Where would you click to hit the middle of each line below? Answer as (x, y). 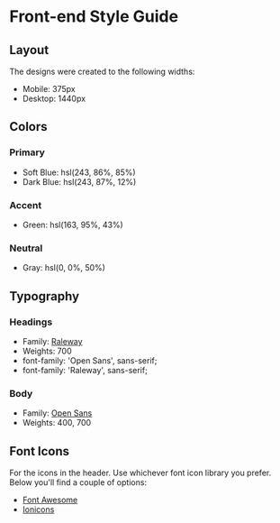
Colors (28, 127)
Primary (27, 152)
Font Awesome (50, 500)
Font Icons (40, 451)
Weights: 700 (47, 351)
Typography (44, 296)
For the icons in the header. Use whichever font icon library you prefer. (140, 473)
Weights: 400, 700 (57, 423)
